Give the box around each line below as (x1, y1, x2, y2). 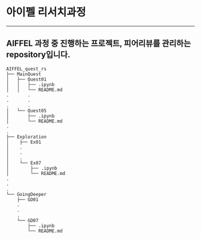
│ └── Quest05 (6, 108, 47, 114)
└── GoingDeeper (6, 191, 47, 197)
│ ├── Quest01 (6, 76, 47, 82)
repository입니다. (6, 50, 71, 60)
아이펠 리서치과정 (6, 5, 86, 19)
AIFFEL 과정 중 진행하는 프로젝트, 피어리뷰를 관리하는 (6, 38, 191, 48)
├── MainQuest (6, 71, 42, 77)
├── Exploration (6, 134, 47, 140)
